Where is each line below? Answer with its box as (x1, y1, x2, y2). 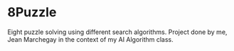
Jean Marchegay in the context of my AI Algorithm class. (7, 35, 174, 43)
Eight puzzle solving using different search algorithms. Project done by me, (7, 28, 228, 36)
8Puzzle (7, 4, 57, 21)
